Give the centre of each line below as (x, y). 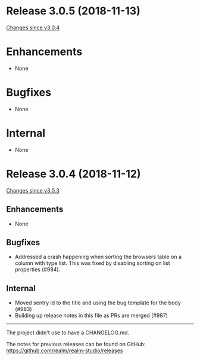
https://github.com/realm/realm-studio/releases (65, 350)
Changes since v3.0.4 (33, 28)
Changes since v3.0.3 (33, 190)
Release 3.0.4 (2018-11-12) (74, 174)
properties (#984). (37, 270)
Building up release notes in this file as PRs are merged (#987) (91, 316)
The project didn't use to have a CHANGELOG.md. (68, 332)
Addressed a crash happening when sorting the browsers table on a (98, 257)
